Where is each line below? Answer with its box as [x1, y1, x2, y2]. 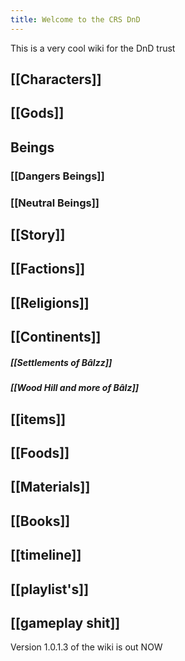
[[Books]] [10, 512, 71, 530]
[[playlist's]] [10, 581, 90, 598]
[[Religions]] [10, 294, 90, 311]
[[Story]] [10, 227, 66, 244]
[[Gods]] [10, 105, 65, 122]
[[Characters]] [10, 71, 102, 88]
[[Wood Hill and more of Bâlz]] [10, 382, 139, 394]
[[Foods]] [10, 444, 70, 461]
